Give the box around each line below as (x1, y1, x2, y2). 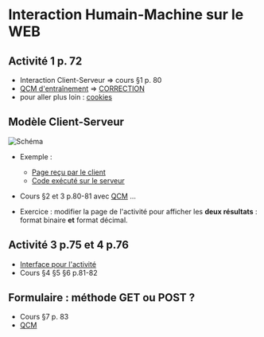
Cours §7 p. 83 (19, 312, 69, 322)
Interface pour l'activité (19, 259, 97, 268)
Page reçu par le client (31, 167, 106, 177)
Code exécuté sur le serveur (31, 175, 125, 185)
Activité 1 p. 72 (8, 54, 83, 68)
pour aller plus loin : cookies (19, 92, 113, 101)
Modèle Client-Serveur (8, 116, 125, 129)
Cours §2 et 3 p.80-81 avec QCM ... (19, 191, 137, 201)
